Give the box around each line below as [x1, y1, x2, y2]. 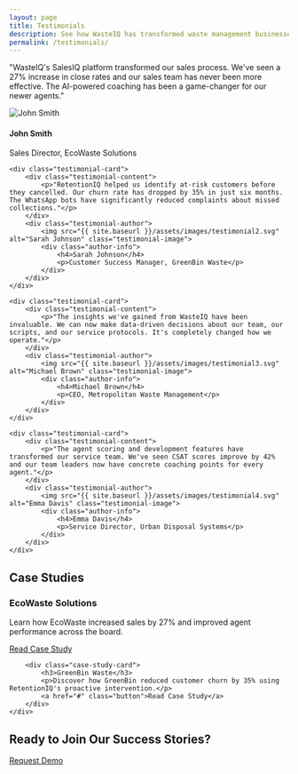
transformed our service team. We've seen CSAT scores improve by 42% [9, 452, 276, 462]
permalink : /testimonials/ [9, 37, 109, 47]
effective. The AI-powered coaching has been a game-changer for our [9, 81, 267, 92]
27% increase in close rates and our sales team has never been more [9, 72, 263, 83]
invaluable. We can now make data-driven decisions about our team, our [9, 321, 284, 330]
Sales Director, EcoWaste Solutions [9, 148, 137, 158]
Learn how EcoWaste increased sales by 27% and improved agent [9, 617, 251, 627]
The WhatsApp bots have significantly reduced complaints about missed [9, 196, 279, 205]
